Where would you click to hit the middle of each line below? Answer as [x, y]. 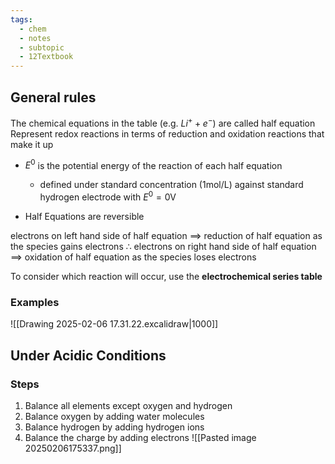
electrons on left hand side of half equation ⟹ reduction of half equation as [166, 235]
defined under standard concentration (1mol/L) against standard [171, 185]
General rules [53, 97]
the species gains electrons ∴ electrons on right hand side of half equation [163, 246]
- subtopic [42, 47]
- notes [35, 38]
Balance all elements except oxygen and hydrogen [128, 405]
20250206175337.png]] [73, 448]
